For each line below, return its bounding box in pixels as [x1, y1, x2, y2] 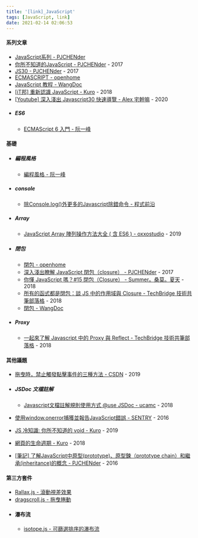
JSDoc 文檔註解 [14, 385, 54, 392]
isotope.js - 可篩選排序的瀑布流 [23, 525, 100, 532]
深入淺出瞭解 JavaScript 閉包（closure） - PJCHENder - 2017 [23, 269, 174, 276]
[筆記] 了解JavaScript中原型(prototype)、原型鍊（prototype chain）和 [14, 452, 186, 460]
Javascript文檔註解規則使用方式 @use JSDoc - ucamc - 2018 [23, 402, 173, 409]
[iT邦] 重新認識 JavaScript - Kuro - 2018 [14, 88, 113, 95]
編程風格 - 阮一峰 [23, 171, 66, 178]
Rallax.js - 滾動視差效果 [14, 489, 72, 496]
